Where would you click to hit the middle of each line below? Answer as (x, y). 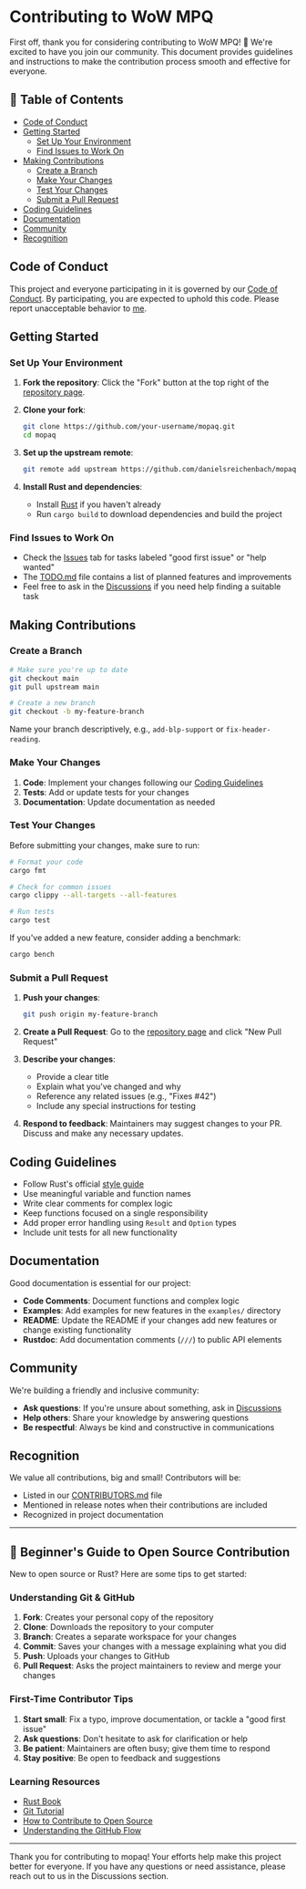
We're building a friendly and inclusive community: (104, 1390)
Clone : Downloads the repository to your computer (118, 1627)
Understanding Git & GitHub (72, 1598)
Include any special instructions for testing (116, 1106)
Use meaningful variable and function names (107, 1193)
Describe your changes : (69, 1059)
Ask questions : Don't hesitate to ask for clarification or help (135, 1739)
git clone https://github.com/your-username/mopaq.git (129, 427)
